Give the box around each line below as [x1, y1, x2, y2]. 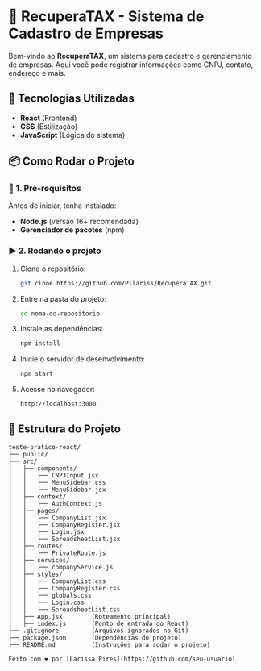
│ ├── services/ [8, 556, 70, 565]
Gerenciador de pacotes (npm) [19, 225, 125, 235]
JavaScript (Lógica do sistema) [19, 130, 126, 140]
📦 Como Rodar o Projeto [8, 155, 135, 169]
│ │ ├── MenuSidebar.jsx [8, 486, 106, 494]
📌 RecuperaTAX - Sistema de [8, 7, 205, 26]
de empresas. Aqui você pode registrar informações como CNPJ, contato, [8, 60, 254, 69]
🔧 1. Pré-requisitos [8, 183, 82, 194]
